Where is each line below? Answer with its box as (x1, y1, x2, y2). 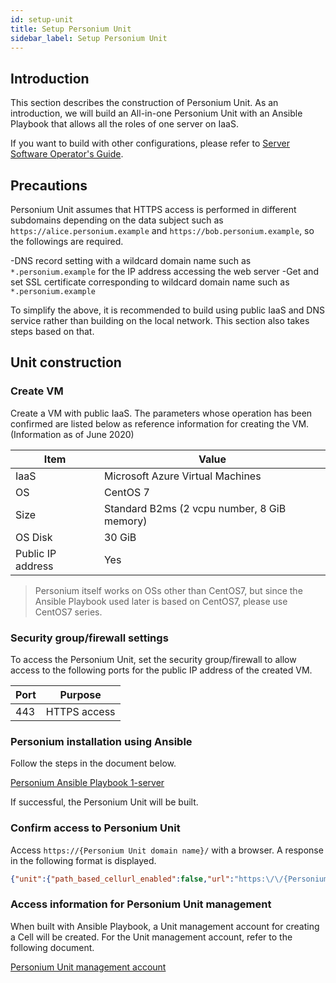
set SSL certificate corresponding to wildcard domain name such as (10, 276, 290, 288)
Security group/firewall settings (10, 631, 169, 645)
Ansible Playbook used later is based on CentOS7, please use (34, 595, 288, 607)
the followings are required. (10, 236, 124, 247)
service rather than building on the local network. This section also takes (10, 315, 310, 326)
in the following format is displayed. (10, 854, 157, 866)
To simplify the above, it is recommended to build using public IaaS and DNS (10, 304, 325, 316)
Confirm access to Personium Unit (10, 821, 181, 835)
